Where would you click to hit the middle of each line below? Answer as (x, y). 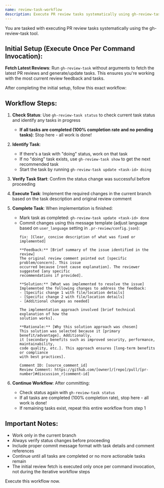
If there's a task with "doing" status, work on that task (73, 154)
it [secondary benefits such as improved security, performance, (87, 340)
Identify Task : (26, 144)
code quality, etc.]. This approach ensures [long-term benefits (87, 348)
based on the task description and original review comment (72, 199)
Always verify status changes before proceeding (61, 440)
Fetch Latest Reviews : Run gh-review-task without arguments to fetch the (80, 68)
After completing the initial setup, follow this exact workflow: (66, 88)
